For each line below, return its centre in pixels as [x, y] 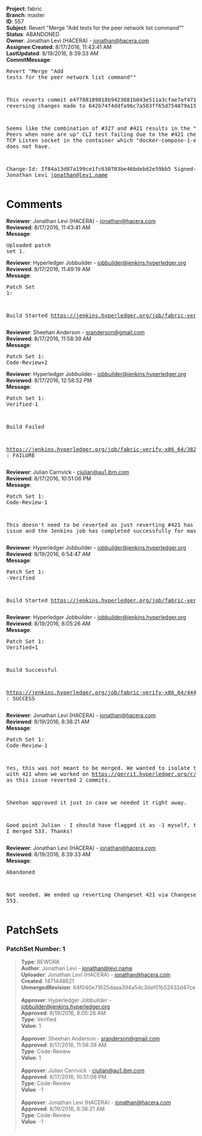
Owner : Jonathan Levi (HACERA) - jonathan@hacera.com [78, 41]
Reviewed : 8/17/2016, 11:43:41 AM [48, 227]
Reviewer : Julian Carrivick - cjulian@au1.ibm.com [68, 472]
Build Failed [26, 427]
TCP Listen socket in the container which [70, 140]
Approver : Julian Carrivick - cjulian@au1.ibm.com [83, 1070]
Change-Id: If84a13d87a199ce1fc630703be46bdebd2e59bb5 [89, 169]
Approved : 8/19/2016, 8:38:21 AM [63, 1109]
